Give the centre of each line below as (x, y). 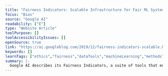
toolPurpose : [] (22, 33)
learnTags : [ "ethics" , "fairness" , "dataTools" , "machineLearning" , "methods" (85, 56)
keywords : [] (19, 51)
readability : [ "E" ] (25, 24)
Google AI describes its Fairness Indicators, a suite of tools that (83, 65)
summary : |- (17, 61)
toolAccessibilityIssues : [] (35, 38)
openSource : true (23, 42)
